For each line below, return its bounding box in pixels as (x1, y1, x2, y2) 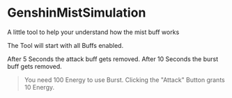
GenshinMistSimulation (7, 5, 146, 21)
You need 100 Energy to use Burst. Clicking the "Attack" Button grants (24, 75, 225, 84)
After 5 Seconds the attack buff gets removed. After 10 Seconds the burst (7, 54, 219, 63)
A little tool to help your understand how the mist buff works (7, 28, 180, 36)
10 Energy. (24, 83, 55, 91)
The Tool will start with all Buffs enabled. (7, 41, 124, 49)
